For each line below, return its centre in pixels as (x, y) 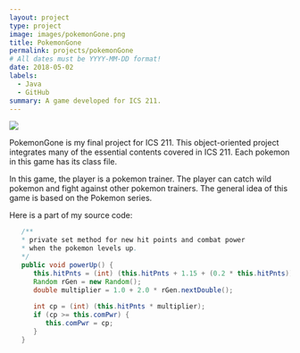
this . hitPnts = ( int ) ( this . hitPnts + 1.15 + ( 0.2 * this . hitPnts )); (165, 273)
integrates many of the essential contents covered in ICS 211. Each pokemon (150, 152)
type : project (36, 26)
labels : (24, 76)
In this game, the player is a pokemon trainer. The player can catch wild (141, 179)
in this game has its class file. (63, 162)
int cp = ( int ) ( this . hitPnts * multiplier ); (119, 307)
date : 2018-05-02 (42, 68)
